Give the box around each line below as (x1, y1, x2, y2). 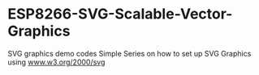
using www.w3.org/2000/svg (7, 57, 106, 67)
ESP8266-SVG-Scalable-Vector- (7, 5, 233, 23)
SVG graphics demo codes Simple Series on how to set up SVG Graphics (7, 48, 252, 58)
